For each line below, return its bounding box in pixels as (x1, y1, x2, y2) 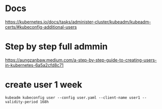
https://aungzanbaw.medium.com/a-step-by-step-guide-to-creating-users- (5, 57, 157, 63)
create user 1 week (5, 79, 83, 90)
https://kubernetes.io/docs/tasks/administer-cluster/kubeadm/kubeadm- (5, 19, 151, 25)
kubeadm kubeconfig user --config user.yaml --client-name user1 (5, 95, 140, 100)
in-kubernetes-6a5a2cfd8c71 (5, 62, 64, 68)
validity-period (5, 99, 38, 104)
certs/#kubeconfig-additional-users (5, 24, 77, 30)
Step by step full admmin (5, 41, 108, 52)
